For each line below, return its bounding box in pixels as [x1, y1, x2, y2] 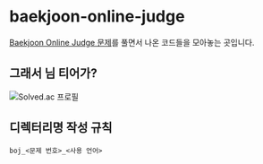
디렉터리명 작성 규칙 [9, 120, 113, 135]
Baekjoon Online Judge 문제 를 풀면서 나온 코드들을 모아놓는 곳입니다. [9, 37, 255, 47]
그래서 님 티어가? [9, 65, 98, 82]
